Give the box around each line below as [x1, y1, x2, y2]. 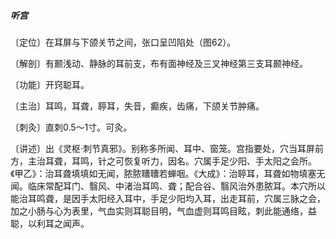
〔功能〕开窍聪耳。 [10, 78, 90, 90]
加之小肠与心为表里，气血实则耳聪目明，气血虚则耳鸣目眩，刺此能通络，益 [10, 205, 317, 217]
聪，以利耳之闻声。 [10, 217, 90, 229]
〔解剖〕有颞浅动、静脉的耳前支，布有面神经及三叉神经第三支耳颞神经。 [10, 57, 308, 69]
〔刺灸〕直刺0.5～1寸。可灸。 [10, 121, 133, 133]
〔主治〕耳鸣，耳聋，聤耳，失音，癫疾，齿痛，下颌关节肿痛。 [10, 100, 265, 112]
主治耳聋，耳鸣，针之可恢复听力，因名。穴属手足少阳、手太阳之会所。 [27, 155, 317, 167]
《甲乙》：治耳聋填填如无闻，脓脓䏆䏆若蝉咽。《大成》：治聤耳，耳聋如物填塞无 [10, 167, 326, 179]
